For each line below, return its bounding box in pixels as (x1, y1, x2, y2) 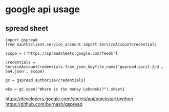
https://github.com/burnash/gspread (5, 101, 83, 107)
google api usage (5, 4, 80, 15)
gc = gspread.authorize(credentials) (5, 78, 86, 83)
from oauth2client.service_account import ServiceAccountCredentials (5, 42, 157, 47)
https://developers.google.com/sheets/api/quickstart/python (5, 96, 133, 102)
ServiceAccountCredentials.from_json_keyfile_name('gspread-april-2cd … (5, 64, 164, 70)
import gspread (5, 37, 38, 42)
